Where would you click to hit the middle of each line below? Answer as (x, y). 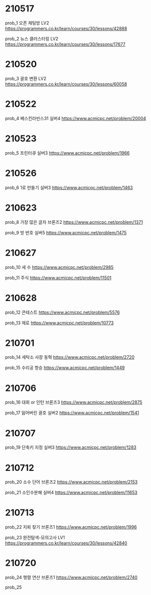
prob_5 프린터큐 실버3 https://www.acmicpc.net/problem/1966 (67, 153)
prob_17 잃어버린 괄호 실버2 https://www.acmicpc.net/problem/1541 (72, 413)
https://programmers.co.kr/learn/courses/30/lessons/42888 (66, 28)
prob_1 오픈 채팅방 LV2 (27, 23)
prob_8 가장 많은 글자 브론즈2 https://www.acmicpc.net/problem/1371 (74, 222)
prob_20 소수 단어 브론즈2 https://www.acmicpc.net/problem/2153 (71, 482)
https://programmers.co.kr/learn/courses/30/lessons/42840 (66, 543)
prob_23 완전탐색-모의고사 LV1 (35, 538)
